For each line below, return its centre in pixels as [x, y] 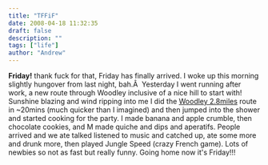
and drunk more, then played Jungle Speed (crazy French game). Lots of [128, 144]
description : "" [35, 38]
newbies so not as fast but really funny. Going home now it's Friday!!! [122, 152]
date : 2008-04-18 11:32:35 [53, 23]
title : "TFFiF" [34, 16]
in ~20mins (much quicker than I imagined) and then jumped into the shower [134, 110]
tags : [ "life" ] [34, 46]
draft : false [30, 30]
